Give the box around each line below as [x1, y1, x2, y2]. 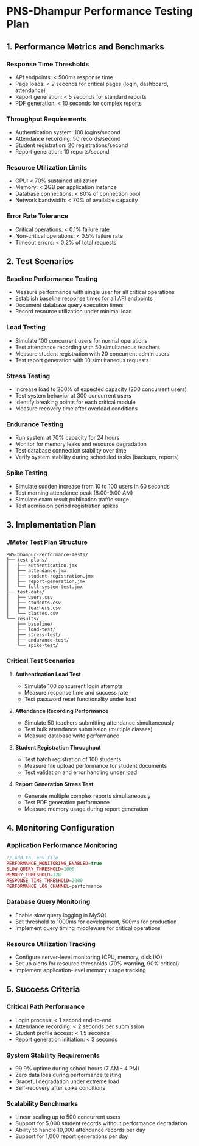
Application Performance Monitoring [6, 840, 117, 849]
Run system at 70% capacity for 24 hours [15, 434, 120, 442]
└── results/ [6, 616, 40, 622]
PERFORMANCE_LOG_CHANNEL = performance [6, 883, 102, 889]
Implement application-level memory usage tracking [15, 967, 146, 974]
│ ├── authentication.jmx [6, 562, 78, 568]
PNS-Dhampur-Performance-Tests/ [6, 552, 88, 558]
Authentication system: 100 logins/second [15, 129, 120, 136]
